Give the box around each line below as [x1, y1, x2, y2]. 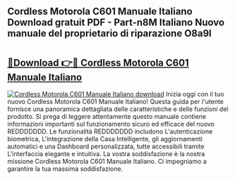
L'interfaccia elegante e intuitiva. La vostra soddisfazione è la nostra [7, 150, 205, 157]
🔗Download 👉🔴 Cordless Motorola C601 [7, 56, 189, 69]
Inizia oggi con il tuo [165, 90, 224, 98]
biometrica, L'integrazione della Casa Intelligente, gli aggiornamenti [7, 135, 203, 143]
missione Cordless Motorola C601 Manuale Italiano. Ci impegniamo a [7, 157, 207, 165]
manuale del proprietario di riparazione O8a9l [7, 27, 212, 39]
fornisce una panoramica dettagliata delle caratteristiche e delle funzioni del [7, 105, 229, 113]
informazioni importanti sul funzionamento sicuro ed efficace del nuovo [7, 120, 215, 128]
